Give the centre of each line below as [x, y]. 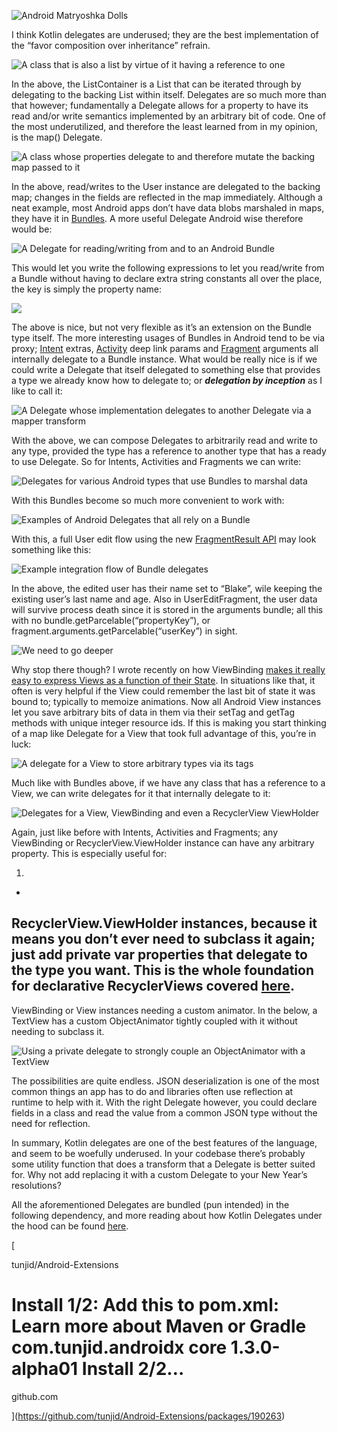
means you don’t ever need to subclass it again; [163, 939]
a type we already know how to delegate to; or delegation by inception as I [167, 380]
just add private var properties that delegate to [159, 955]
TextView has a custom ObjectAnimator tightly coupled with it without [154, 1021]
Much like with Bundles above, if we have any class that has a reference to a [168, 783]
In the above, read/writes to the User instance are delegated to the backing [166, 186]
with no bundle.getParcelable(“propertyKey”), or [111, 620]
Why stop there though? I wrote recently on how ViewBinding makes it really [168, 669]
